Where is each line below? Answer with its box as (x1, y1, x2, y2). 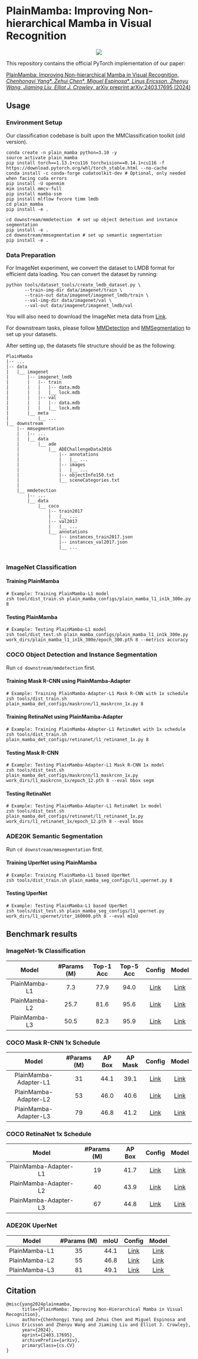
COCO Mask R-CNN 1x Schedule (6, 1038, 101, 1047)
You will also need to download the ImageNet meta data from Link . (6, 312, 167, 320)
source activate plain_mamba (6, 154, 78, 160)
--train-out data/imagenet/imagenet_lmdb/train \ (24, 292, 149, 298)
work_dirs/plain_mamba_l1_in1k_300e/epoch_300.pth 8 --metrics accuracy (6, 637, 189, 643)
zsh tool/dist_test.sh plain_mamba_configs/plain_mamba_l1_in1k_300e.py (6, 632, 189, 638)
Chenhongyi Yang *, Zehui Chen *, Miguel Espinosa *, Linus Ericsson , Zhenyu (6, 77, 189, 84)
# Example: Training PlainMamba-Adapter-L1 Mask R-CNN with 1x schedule (6, 690, 189, 696)
